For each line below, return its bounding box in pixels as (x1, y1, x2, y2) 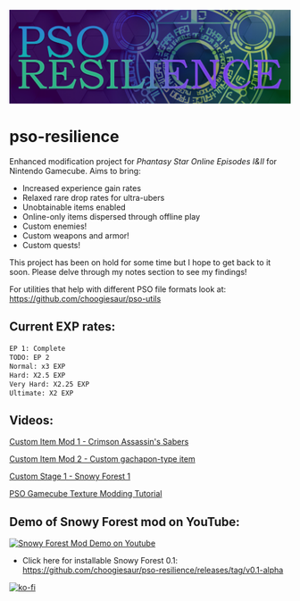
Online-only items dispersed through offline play (21, 211, 201, 221)
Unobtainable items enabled (21, 202, 127, 213)
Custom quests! (21, 239, 80, 250)
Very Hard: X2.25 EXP (9, 380, 90, 388)
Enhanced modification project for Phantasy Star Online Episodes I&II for (9, 155, 278, 166)
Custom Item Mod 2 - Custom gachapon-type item (9, 454, 196, 464)
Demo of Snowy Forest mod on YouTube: (9, 514, 240, 530)
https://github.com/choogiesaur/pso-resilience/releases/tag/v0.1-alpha (21, 564, 284, 576)
